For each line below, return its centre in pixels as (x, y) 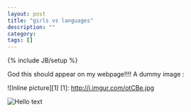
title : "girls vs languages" (50, 21)
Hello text (28, 102)
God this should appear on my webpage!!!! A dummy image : (96, 74)
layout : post (27, 14)
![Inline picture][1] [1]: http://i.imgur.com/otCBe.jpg (81, 88)
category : (22, 34)
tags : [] (20, 40)
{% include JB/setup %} (43, 60)
